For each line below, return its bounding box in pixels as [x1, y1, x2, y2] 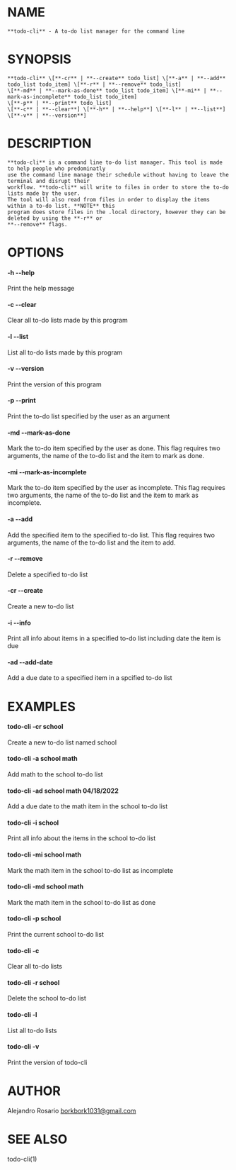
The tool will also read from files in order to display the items [7, 196, 211, 203]
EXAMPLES [7, 698, 76, 715]
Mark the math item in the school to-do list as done [7, 898, 156, 906]
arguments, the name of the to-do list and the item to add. [7, 538, 176, 547]
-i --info [7, 618, 32, 627]
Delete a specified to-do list [7, 570, 88, 579]
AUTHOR [7, 1083, 61, 1099]
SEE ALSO [7, 1131, 68, 1147]
